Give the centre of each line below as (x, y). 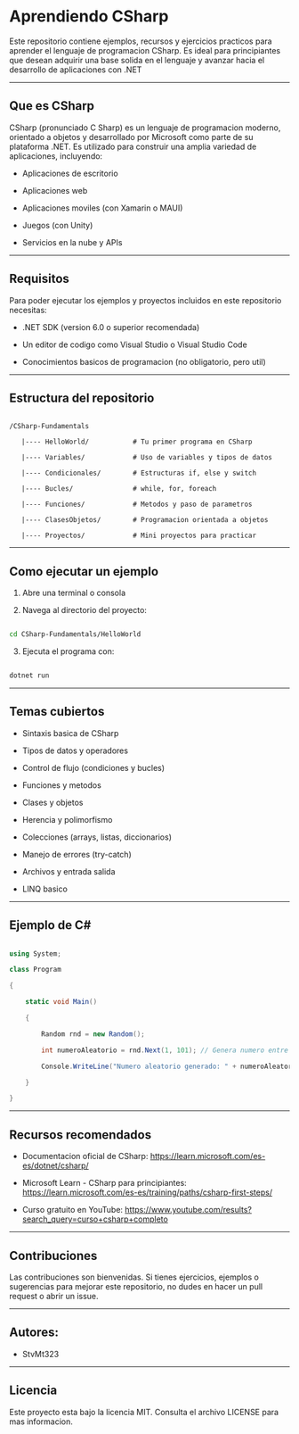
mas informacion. (41, 1422)
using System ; (36, 953)
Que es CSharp (52, 106)
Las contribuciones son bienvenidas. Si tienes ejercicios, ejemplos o (134, 1277)
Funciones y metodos (62, 785)
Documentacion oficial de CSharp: (85, 1156)
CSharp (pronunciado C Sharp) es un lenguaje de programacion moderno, (145, 128)
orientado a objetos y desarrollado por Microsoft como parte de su (131, 137)
